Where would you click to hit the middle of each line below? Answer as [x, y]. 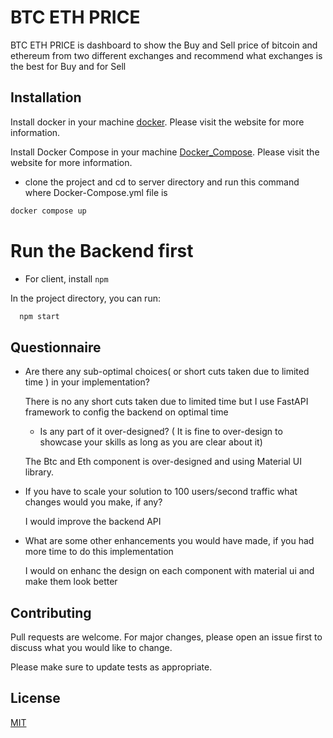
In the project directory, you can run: [85, 298]
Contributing [51, 612]
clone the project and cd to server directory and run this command [162, 182]
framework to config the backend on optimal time [126, 412]
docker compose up [48, 211]
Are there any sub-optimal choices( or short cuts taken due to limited [167, 372]
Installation [46, 97]
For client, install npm [66, 278]
